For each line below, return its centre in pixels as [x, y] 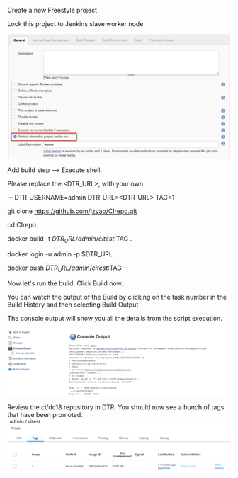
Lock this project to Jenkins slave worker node [75, 24]
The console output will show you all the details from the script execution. [115, 318]
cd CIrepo [22, 225]
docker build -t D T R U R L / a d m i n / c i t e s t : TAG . [70, 239]
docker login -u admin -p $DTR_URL [60, 254]
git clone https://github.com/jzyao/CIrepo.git [72, 211]
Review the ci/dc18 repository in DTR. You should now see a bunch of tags [116, 407]
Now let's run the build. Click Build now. [65, 283]
